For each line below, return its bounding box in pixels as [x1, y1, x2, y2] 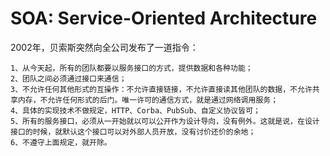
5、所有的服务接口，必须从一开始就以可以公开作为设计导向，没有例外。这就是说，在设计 [10, 116, 320, 126]
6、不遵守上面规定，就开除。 [10, 137, 112, 147]
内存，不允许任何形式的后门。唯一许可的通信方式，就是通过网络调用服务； [17, 95, 279, 105]
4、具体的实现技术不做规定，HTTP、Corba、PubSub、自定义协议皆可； [10, 105, 261, 116]
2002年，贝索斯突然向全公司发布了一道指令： [10, 41, 199, 53]
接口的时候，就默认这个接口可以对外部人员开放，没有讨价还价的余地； [10, 127, 257, 137]
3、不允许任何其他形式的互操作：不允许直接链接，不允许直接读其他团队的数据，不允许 [10, 84, 313, 94]
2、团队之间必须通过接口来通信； [10, 73, 127, 84]
